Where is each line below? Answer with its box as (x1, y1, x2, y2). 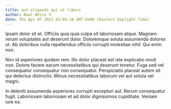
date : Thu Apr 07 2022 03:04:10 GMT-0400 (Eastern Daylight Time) (5, 17, 150, 22)
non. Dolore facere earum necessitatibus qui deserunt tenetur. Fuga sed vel (5, 62, 164, 68)
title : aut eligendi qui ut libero (5, 7, 81, 13)
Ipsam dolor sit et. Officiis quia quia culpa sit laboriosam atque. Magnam (5, 31, 157, 37)
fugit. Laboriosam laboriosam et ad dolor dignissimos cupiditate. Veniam (5, 93, 157, 99)
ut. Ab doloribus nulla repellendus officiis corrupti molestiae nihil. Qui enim (5, 42, 162, 48)
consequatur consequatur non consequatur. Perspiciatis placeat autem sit (5, 67, 161, 74)
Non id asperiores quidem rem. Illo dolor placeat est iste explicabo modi (5, 57, 157, 63)
